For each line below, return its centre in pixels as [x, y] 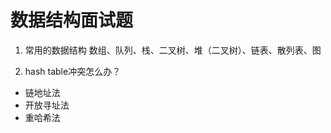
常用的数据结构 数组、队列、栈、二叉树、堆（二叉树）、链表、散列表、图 [173, 50]
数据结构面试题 [72, 20]
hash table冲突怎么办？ [73, 71]
